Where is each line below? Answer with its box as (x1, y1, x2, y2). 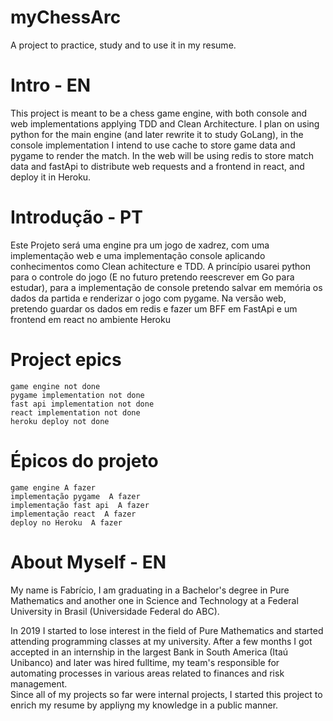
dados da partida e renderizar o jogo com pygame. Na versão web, (10, 292, 287, 304)
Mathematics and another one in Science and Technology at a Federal (10, 594, 299, 606)
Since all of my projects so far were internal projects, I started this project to (10, 688, 323, 700)
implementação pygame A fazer (10, 491, 141, 501)
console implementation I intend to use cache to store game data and (10, 139, 296, 151)
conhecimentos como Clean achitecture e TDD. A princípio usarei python (10, 260, 312, 272)
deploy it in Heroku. (10, 171, 92, 183)
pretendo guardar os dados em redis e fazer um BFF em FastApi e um (10, 302, 298, 315)
